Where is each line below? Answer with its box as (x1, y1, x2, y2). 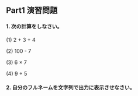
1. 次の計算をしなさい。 (6, 23, 63, 30)
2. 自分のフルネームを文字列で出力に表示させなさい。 (6, 84, 135, 91)
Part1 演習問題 (6, 5, 58, 16)
